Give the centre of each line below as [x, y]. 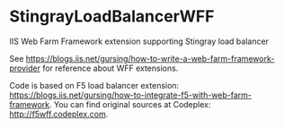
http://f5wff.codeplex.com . [59, 114]
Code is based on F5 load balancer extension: [94, 85]
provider [25, 68]
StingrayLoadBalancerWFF [112, 17]
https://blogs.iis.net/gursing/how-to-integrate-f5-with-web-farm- [131, 95]
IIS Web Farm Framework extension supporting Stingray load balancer [139, 41]
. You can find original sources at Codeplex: [130, 104]
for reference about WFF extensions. [110, 68]
